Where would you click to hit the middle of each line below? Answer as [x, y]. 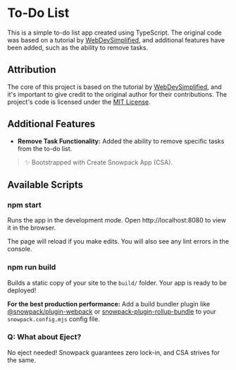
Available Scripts [45, 185]
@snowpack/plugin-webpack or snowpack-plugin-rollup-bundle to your [112, 311]
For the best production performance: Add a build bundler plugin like [108, 304]
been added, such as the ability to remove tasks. [78, 47]
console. [20, 249]
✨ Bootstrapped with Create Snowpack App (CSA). [99, 162]
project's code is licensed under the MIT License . [79, 102]
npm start [25, 205]
